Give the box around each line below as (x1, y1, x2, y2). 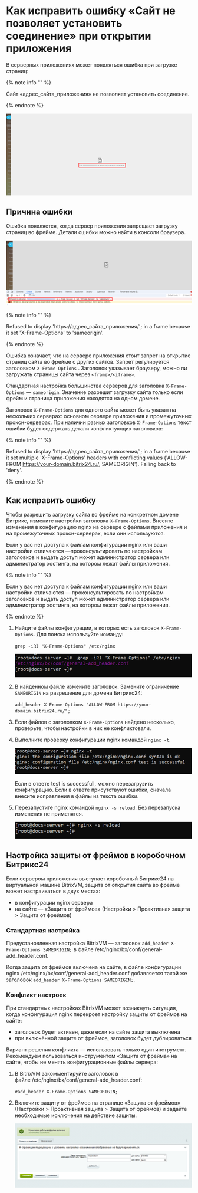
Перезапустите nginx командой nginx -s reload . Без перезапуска (14, 804, 181, 811)
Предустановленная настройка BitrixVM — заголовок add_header (6, 939, 169, 947)
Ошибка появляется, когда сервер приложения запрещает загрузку (6, 222, 178, 229)
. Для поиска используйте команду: (33, 630, 124, 637)
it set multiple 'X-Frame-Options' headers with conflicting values (6, 454, 163, 461)
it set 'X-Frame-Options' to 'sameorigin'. (6, 329, 104, 337)
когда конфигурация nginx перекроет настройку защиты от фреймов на (6, 1010, 187, 1018)
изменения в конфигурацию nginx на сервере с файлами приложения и (6, 523, 187, 530)
